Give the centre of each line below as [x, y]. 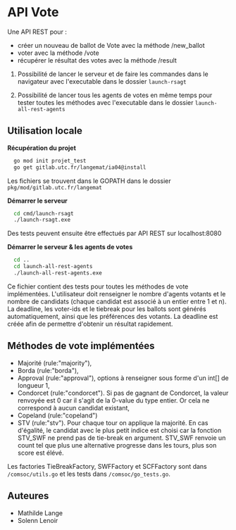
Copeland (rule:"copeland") [57, 415]
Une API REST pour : [37, 32]
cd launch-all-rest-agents [53, 267]
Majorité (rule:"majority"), [55, 362]
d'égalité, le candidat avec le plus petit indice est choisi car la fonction [119, 430]
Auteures [28, 496]
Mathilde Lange [40, 513]
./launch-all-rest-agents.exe [58, 273]
